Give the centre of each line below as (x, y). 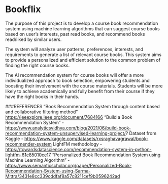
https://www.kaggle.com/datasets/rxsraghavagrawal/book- (87, 139)
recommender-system (28, 144)
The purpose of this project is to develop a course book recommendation (82, 23)
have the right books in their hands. (42, 97)
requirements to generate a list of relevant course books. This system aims (83, 55)
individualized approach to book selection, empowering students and (77, 80)
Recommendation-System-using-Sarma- (48, 171)
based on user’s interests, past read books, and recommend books (75, 34)
